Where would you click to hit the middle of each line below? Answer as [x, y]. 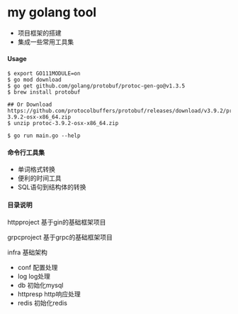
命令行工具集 [26, 152]
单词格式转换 [36, 169]
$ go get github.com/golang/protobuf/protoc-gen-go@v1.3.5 [96, 86]
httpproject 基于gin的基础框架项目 [57, 222]
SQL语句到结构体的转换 [52, 187]
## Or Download [30, 105]
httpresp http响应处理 [49, 294]
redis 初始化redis [42, 303]
